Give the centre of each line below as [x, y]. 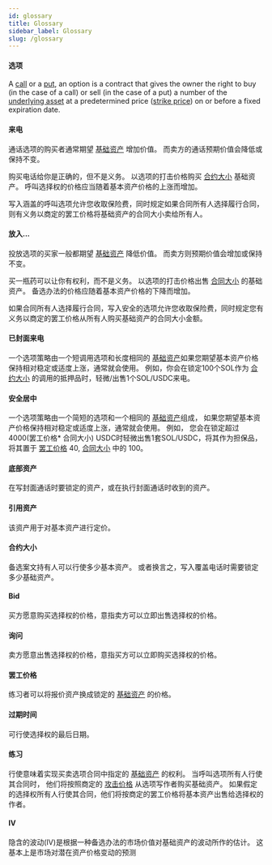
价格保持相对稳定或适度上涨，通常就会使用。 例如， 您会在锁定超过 [127, 428]
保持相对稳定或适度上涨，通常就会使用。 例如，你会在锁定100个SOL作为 [129, 368]
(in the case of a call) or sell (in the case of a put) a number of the [118, 92]
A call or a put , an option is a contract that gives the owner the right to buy [132, 84]
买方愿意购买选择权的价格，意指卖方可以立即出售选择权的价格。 [115, 615]
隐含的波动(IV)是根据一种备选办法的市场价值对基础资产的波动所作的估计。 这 [136, 842]
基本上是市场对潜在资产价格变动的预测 [72, 853]
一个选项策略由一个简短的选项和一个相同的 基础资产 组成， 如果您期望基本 [131, 418]
